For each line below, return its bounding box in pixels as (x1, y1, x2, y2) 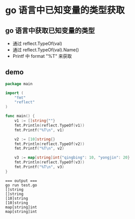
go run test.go (5, 182, 37, 188)
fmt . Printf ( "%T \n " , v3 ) (14, 165, 65, 170)
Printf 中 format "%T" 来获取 (12, 53, 72, 59)
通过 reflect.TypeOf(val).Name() (12, 47, 79, 53)
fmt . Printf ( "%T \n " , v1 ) (14, 127, 65, 132)
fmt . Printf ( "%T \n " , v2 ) (14, 146, 65, 151)
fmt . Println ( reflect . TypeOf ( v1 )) (14, 123, 85, 128)
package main (5, 81, 33, 86)
